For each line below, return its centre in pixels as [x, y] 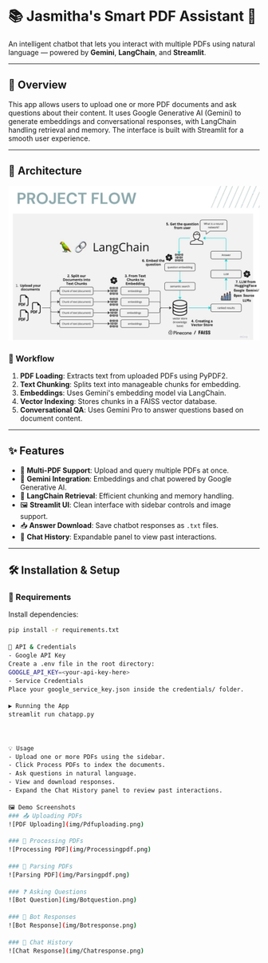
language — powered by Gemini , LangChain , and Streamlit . [107, 52]
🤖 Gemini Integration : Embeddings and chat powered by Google [126, 478]
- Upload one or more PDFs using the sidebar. [87, 757]
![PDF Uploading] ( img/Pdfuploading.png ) [77, 824]
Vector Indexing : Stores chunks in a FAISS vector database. [118, 401]
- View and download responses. [62, 782]
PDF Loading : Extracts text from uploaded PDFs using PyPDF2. [124, 376]
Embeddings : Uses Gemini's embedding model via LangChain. [123, 393]
